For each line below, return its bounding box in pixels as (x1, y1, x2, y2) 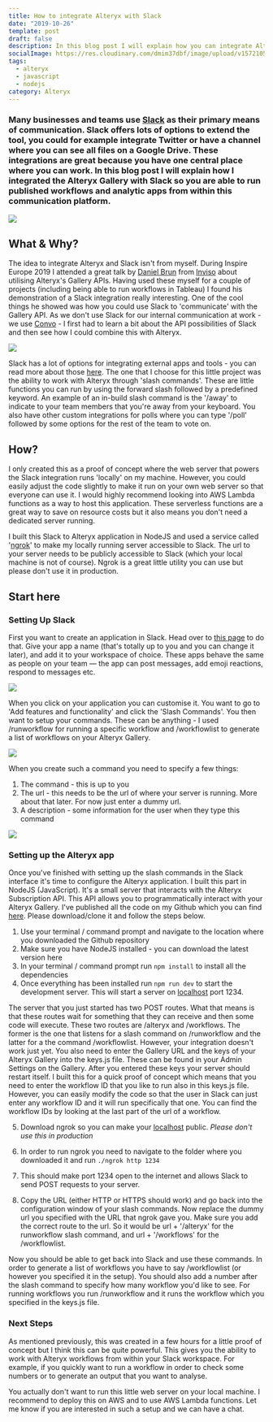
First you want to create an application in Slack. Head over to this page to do (8, 632, 265, 642)
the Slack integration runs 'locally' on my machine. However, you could (8, 473, 246, 483)
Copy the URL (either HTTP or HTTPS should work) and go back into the (19, 1195, 263, 1205)
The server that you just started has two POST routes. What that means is (8, 1003, 255, 1012)
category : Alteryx (8, 87, 71, 96)
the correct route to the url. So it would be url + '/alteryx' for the (19, 1221, 234, 1231)
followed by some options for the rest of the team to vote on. (8, 419, 211, 429)
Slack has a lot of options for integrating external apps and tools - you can (8, 358, 258, 368)
